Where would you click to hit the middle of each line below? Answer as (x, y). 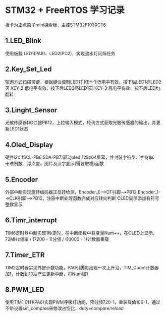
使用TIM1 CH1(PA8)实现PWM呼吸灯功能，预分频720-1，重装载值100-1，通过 (83, 302)
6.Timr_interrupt (31, 221)
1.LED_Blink (23, 41)
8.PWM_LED (25, 290)
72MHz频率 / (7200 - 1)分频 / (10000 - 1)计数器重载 (57, 239)
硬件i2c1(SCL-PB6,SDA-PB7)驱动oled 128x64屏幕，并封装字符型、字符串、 (81, 157)
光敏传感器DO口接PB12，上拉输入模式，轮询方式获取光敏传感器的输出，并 (81, 123)
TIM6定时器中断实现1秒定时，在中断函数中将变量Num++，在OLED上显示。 (81, 233)
